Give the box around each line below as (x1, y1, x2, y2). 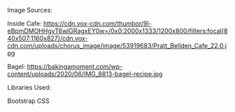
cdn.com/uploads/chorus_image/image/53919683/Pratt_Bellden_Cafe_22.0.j (7, 42, 227, 49)
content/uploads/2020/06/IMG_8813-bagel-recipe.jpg (7, 70, 163, 78)
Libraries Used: (7, 83, 51, 91)
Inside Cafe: (7, 19, 42, 27)
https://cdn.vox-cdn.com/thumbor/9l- (43, 19, 152, 27)
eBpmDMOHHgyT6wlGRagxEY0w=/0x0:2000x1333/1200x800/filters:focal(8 (7, 27, 228, 35)
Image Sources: (7, 6, 52, 14)
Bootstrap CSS (7, 97, 50, 105)
